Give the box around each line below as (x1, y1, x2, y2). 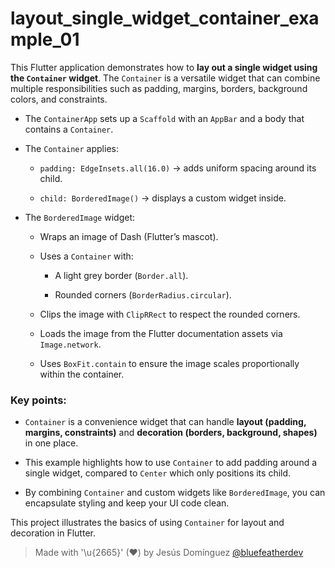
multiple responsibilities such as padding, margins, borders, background (10, 82, 308, 94)
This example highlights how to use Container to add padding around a (24, 457, 318, 469)
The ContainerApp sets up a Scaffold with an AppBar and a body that (24, 112, 305, 124)
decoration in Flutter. (10, 527, 96, 539)
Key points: (10, 393, 67, 407)
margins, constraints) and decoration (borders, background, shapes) (24, 427, 318, 439)
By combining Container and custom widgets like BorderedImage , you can (24, 487, 326, 499)
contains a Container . (24, 123, 114, 135)
